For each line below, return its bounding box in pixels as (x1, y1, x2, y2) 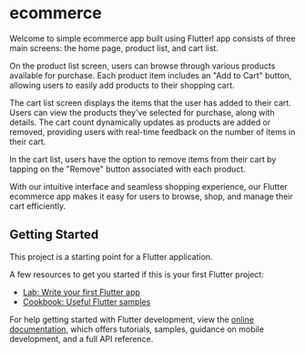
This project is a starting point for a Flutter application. (9, 251, 213, 262)
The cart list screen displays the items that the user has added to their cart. (9, 97, 291, 108)
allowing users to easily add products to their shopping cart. (9, 79, 235, 90)
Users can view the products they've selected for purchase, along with (9, 107, 275, 118)
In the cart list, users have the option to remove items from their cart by (9, 153, 277, 164)
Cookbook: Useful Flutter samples (22, 296, 151, 307)
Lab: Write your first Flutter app (22, 286, 141, 297)
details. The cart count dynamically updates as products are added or (9, 117, 271, 128)
